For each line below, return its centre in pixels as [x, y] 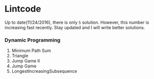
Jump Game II [26, 61]
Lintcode [23, 9]
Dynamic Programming [33, 40]
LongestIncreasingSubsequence [44, 71]
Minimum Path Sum [31, 51]
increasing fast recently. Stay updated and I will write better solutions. [75, 27]
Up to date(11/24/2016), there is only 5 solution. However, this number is [77, 22]
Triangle [20, 56]
